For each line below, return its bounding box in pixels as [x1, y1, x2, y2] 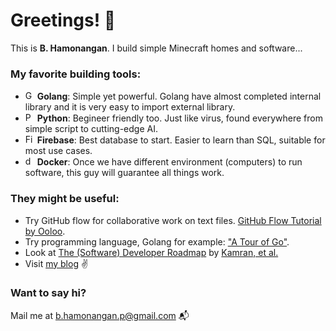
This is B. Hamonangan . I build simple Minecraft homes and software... [10, 42, 303, 54]
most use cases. [24, 145, 93, 157]
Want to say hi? [10, 286, 87, 300]
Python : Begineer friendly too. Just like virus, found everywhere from [36, 112, 323, 124]
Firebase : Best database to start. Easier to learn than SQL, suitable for [36, 134, 326, 146]
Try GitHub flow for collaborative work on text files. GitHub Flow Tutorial [24, 214, 322, 226]
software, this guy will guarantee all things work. [24, 167, 225, 179]
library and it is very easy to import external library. [24, 101, 236, 113]
